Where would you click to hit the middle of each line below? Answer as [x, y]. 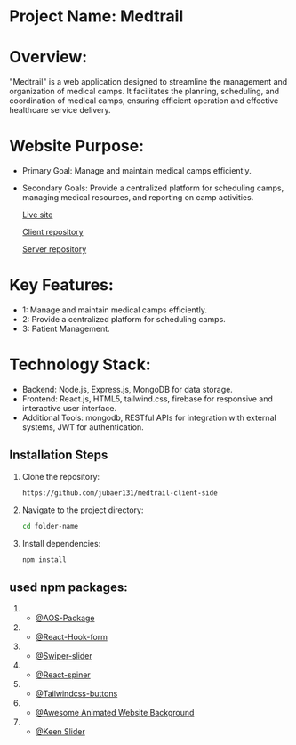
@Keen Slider [60, 732]
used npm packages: [68, 587]
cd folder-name [50, 526]
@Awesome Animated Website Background [115, 713]
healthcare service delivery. [60, 110]
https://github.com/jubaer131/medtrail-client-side [120, 493]
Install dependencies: [61, 543]
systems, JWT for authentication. [83, 427]
